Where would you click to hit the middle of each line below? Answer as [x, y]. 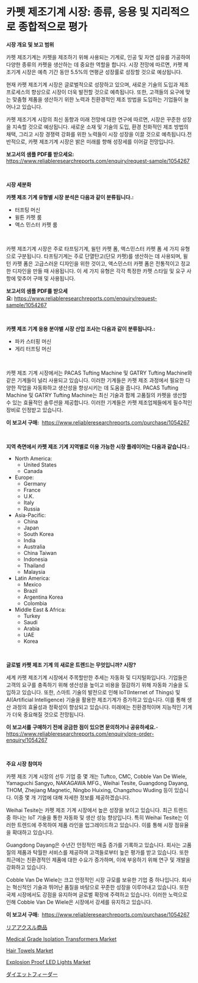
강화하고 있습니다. [27, 867]
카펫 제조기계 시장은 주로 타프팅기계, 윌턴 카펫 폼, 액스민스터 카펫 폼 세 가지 [92, 248]
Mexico [33, 584]
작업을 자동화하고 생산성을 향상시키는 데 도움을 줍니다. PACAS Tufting [98, 387]
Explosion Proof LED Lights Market [48, 962]
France [32, 490]
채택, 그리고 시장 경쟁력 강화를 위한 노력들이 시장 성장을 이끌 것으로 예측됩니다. [97, 134]
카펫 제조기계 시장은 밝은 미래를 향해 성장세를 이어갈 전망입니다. [101, 141]
